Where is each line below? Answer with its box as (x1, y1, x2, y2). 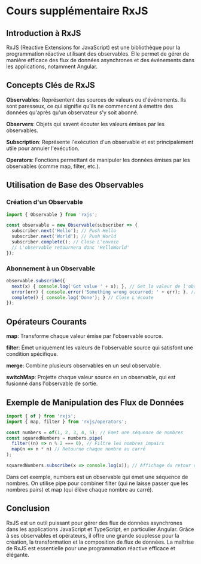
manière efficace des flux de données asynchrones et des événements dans (6, 57, 195, 63)
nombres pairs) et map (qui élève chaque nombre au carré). (6, 486, 154, 493)
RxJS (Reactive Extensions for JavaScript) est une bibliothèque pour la (6, 44, 181, 51)
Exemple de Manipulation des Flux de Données (6, 397, 184, 407)
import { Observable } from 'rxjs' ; (6, 211, 98, 218)
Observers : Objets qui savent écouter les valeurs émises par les (6, 120, 165, 127)
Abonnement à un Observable (6, 264, 96, 273)
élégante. (6, 551, 30, 558)
